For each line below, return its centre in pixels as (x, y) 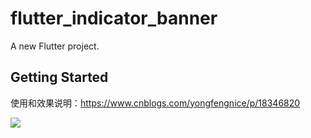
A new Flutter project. (55, 46)
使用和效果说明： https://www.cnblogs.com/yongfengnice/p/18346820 (155, 103)
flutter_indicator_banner (114, 18)
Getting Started (59, 77)
